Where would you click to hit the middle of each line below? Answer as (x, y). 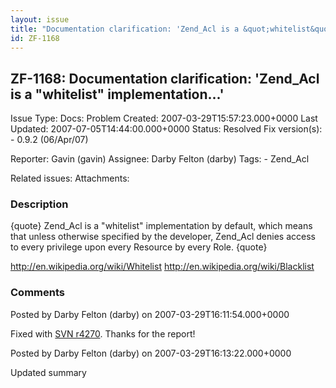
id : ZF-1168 (35, 38)
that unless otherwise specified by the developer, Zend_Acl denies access (163, 237)
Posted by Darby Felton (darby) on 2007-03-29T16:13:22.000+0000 (151, 353)
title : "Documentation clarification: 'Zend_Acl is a (125, 29)
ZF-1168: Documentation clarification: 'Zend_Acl (165, 78)
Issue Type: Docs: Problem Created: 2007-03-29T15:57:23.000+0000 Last (164, 118)
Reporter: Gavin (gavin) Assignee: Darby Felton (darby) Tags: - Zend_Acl (160, 159)
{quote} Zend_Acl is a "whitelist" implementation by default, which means (161, 226)
